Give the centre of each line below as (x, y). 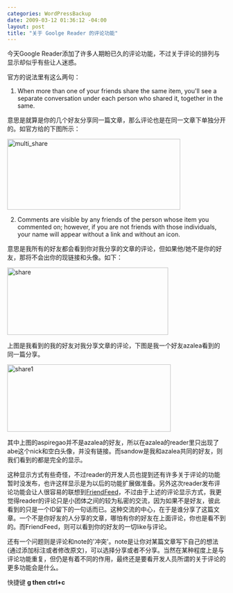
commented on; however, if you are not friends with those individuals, (117, 227)
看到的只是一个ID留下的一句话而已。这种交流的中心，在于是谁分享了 (104, 510)
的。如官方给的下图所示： (44, 129)
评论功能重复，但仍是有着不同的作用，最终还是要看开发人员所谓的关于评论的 (116, 559)
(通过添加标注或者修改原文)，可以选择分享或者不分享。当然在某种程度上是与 (116, 551)
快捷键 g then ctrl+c (36, 583)
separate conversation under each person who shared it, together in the (120, 99)
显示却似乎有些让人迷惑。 (44, 63)
